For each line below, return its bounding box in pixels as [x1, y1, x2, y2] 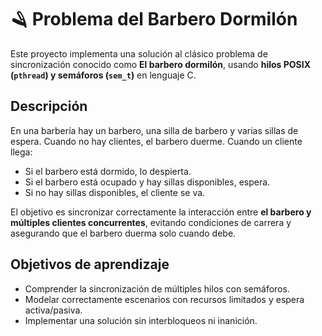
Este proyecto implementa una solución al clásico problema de [10, 47, 268, 60]
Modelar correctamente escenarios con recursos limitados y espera [24, 293, 305, 305]
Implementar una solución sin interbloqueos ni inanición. [24, 314, 258, 326]
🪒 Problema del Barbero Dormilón [10, 8, 298, 31]
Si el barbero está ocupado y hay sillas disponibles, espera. [24, 176, 271, 188]
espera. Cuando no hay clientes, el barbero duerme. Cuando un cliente [10, 135, 303, 147]
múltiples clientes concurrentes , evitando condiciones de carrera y [10, 216, 292, 228]
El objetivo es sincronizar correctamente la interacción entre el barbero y [10, 206, 312, 218]
